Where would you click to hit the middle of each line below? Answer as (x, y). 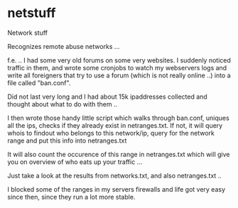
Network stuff (28, 33)
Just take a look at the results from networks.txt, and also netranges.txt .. (114, 175)
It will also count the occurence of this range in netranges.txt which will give (119, 154)
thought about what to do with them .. (63, 104)
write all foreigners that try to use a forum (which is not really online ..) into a (119, 75)
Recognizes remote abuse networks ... (64, 46)
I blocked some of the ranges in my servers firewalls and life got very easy (117, 189)
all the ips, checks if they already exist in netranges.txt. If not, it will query (115, 125)
